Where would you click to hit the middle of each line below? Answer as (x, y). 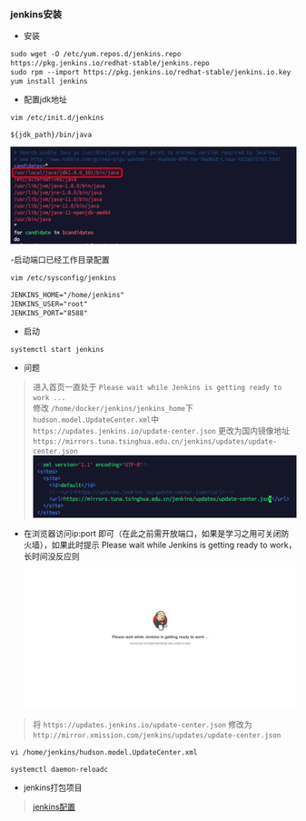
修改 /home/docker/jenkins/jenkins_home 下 (113, 407)
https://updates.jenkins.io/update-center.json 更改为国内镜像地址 (161, 430)
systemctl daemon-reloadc (59, 769)
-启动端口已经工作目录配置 (60, 259)
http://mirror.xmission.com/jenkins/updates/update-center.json (157, 735)
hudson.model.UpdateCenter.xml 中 (96, 419)
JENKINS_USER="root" (49, 304)
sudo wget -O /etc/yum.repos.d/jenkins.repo (96, 55)
